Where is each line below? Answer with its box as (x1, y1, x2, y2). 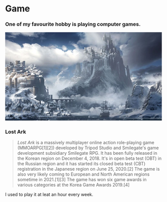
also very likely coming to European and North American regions (17, 171, 150, 177)
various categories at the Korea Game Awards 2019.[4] (17, 182, 130, 188)
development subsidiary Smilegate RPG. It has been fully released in (17, 150, 158, 156)
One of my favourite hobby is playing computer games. (5, 21, 141, 28)
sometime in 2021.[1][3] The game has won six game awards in (17, 176, 147, 182)
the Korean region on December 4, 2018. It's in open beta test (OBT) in (17, 155, 162, 161)
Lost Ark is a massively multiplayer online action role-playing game (17, 139, 155, 145)
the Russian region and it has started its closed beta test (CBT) (17, 160, 146, 167)
